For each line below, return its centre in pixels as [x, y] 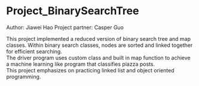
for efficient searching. [34, 51]
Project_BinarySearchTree [73, 11]
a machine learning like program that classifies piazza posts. [81, 64]
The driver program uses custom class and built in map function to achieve [98, 58]
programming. [24, 77]
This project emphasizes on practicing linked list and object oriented [90, 70]
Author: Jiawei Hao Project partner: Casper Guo [65, 27]
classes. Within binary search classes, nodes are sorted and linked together [99, 45]
